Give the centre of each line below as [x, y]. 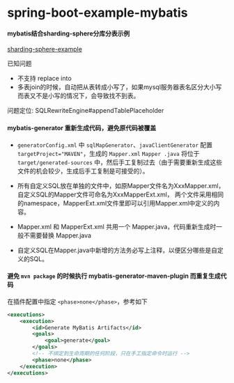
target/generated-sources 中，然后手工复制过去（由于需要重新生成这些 [120, 162]
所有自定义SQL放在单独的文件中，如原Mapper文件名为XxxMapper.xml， [121, 185]
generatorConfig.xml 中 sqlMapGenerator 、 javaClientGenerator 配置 [115, 145]
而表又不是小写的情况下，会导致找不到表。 [78, 96]
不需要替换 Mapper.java [57, 235]
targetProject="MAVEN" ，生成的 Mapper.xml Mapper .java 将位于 [108, 153]
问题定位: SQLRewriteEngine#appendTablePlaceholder [86, 111]
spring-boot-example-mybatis [97, 13]
